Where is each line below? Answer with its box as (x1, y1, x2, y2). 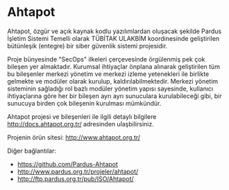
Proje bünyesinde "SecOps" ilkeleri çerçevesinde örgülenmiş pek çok (7, 55, 205, 63)
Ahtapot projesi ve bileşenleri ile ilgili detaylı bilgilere (7, 112, 157, 121)
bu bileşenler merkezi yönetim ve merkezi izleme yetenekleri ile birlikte (7, 70, 210, 78)
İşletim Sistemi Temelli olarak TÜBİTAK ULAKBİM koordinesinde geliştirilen (7, 34, 220, 42)
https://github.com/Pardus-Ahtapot (17, 160, 118, 168)
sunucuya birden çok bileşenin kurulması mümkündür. (7, 99, 162, 107)
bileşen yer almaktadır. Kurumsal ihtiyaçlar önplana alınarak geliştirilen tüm (7, 62, 221, 70)
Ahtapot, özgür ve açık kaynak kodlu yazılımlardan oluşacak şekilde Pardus (7, 27, 222, 35)
